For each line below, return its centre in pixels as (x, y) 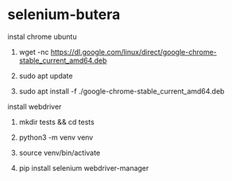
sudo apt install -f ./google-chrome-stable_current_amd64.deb (122, 91)
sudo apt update (46, 75)
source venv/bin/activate (60, 152)
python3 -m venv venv (56, 137)
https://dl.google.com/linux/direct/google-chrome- (134, 52)
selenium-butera (64, 15)
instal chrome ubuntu (42, 37)
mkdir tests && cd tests (56, 121)
